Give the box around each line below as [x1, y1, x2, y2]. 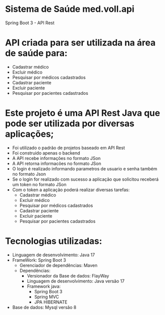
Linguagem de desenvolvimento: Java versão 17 [27, 278, 125, 284]
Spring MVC [34, 294, 59, 300]
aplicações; [5, 128, 54, 140]
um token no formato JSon [12, 181, 66, 187]
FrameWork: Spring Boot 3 [12, 257, 66, 263]
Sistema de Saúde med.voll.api [5, 3, 134, 15]
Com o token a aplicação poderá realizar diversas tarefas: [12, 187, 130, 193]
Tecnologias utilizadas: [5, 236, 102, 246]
